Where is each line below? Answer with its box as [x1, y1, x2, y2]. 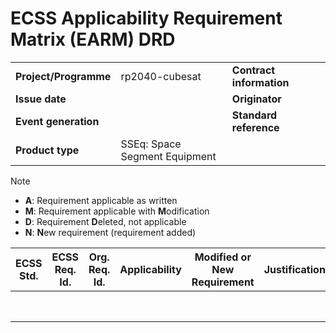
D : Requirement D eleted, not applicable [24, 215, 187, 227]
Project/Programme [15, 69, 112, 83]
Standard [231, 108, 278, 122]
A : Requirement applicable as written [24, 194, 178, 206]
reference [231, 120, 280, 134]
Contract [231, 63, 276, 77]
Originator [231, 92, 282, 106]
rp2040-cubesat [120, 69, 202, 83]
